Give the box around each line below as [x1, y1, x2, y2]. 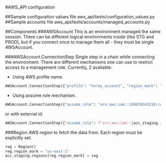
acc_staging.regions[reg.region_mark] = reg [5, 153, 98, 159]
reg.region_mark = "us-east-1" [5, 149, 70, 154]
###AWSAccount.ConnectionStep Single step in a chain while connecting [5, 54, 155, 60]
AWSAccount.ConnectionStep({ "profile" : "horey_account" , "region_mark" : [5, 83, 158, 88]
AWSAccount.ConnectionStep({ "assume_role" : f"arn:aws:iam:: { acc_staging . [5, 121, 161, 125]
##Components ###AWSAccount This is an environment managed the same [5, 29, 161, 34]
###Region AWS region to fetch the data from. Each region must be [5, 129, 143, 135]
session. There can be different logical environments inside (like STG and [5, 34, 154, 40]
